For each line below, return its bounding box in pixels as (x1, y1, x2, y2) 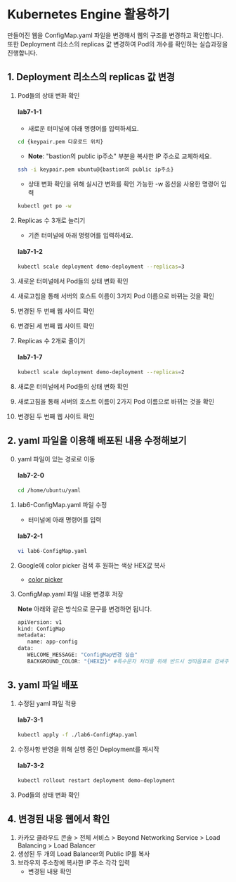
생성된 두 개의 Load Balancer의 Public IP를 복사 (17, 849, 150, 858)
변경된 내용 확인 (27, 867, 72, 876)
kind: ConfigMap (17, 625, 65, 632)
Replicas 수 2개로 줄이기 (17, 336, 86, 345)
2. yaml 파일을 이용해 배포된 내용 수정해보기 (7, 435, 188, 447)
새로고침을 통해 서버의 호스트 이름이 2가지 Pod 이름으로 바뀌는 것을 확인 (17, 397, 215, 405)
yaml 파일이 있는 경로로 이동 (17, 454, 96, 463)
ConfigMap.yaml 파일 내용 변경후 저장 (17, 589, 124, 598)
